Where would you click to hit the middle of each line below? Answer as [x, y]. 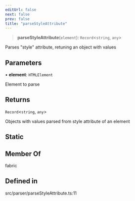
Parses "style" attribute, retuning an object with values [61, 47]
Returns [18, 100]
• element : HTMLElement [29, 75]
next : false [17, 14]
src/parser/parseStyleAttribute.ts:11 [41, 193]
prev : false [17, 19]
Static [14, 137]
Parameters [23, 63]
